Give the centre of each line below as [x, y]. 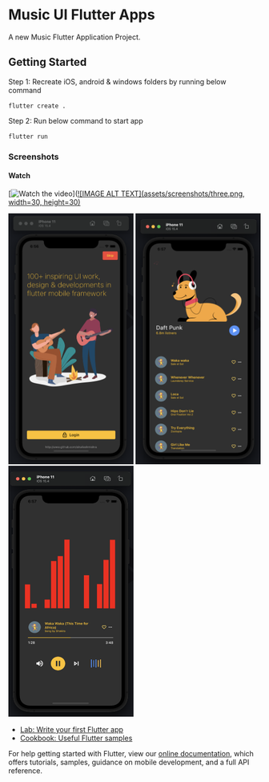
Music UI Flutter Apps [82, 15]
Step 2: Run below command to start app [76, 120]
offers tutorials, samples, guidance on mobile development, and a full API [129, 762]
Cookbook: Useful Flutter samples [76, 738]
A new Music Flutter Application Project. [74, 37]
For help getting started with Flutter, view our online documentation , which [131, 753]
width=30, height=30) [44, 202]
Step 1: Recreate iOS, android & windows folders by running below [117, 81]
